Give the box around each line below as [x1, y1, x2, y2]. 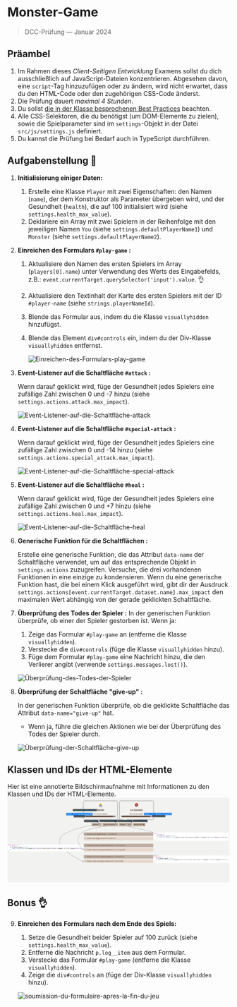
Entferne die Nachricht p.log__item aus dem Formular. [28, 948, 186, 956]
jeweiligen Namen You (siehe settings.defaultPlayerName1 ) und [28, 224, 213, 233]
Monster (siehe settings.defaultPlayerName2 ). [28, 232, 162, 241]
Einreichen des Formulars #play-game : [17, 246, 132, 254]
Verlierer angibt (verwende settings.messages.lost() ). [28, 660, 188, 668]
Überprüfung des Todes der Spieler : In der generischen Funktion [17, 608, 210, 617]
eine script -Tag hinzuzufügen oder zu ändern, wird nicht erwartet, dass [17, 82, 228, 90]
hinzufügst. [28, 320, 61, 328]
